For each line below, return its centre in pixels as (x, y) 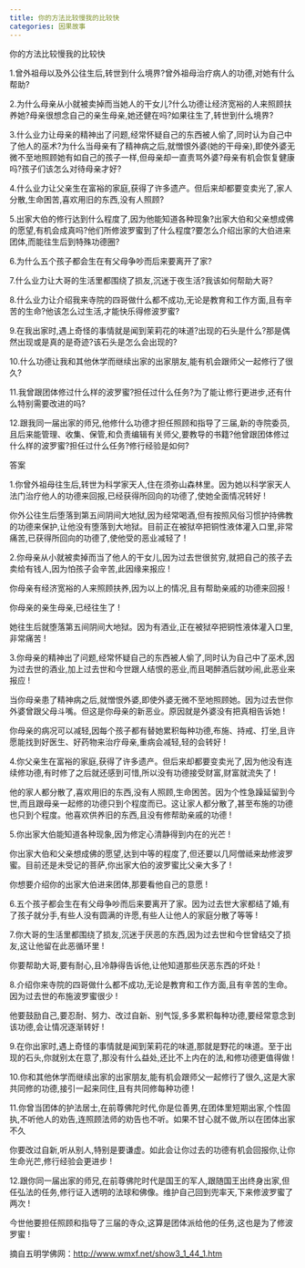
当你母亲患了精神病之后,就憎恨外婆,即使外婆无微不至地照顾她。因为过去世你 (152, 699)
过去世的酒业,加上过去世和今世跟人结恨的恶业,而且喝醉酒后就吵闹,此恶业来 (156, 669)
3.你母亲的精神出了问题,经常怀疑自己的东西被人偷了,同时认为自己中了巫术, (148, 657)
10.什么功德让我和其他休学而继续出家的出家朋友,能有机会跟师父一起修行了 (147, 361)
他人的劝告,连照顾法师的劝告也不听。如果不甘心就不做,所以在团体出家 (166, 1119)
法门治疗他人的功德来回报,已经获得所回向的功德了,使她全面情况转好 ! (138, 495)
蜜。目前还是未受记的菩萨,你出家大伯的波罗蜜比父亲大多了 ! (121, 865)
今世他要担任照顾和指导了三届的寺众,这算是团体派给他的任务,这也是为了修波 (152, 1222)
